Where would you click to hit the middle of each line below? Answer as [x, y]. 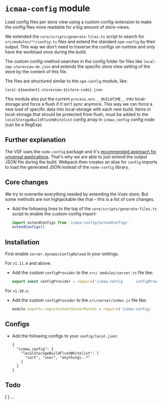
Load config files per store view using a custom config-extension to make [78, 22]
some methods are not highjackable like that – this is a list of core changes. [80, 199]
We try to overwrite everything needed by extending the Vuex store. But [77, 194]
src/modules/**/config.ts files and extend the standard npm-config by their [80, 41]
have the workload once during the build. [46, 52]
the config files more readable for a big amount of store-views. [68, 27]
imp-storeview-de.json [28, 67]
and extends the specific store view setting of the [101, 66]
